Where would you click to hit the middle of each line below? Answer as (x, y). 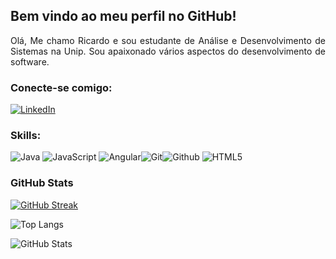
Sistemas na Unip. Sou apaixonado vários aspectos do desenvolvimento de (168, 51)
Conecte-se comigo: (61, 87)
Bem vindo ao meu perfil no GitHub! (123, 16)
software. (30, 61)
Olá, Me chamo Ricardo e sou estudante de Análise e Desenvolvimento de (168, 40)
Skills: (26, 136)
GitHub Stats (42, 183)
